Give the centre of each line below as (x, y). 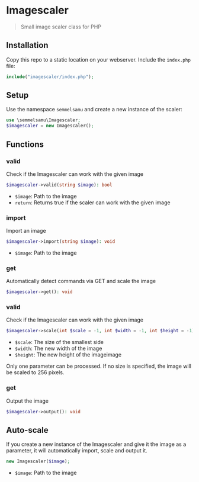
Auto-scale (27, 430)
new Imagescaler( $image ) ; (38, 462)
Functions (25, 144)
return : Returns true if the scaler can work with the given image (92, 203)
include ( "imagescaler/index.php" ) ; (50, 77)
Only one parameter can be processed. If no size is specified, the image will (99, 366)
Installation (27, 45)
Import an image (26, 231)
